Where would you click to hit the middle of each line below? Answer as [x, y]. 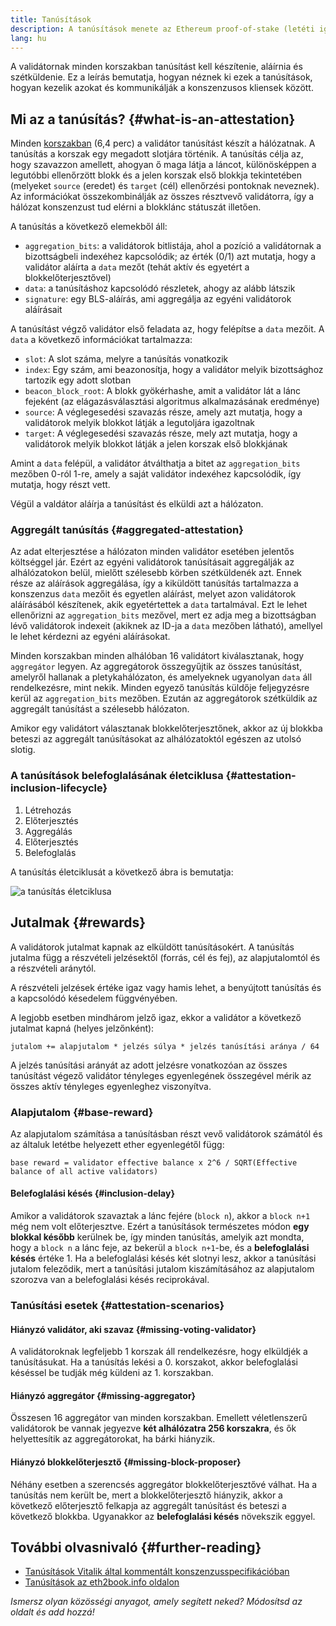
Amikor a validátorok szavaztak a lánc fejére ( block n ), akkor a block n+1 [160, 1216]
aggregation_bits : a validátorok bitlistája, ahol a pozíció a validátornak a [173, 246]
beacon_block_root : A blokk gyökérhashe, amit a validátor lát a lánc [163, 391]
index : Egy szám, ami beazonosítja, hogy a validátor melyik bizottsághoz [174, 370]
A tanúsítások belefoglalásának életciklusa [117, 776]
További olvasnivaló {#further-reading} [136, 1547]
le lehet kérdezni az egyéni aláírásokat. [90, 637]
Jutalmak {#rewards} [78, 922]
